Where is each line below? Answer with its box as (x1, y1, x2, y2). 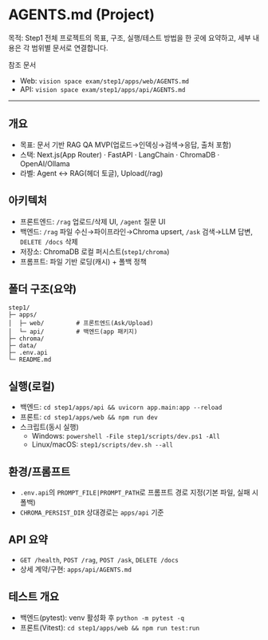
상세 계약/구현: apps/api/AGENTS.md (19, 564, 132, 574)
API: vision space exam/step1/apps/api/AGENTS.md (19, 84, 186, 93)
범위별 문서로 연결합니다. (31, 42, 109, 53)
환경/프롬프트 (8, 465, 71, 479)
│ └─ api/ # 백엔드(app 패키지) (8, 328, 138, 336)
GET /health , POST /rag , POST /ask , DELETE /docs (19, 555, 179, 564)
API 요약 (8, 533, 48, 547)
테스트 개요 (8, 590, 60, 604)
